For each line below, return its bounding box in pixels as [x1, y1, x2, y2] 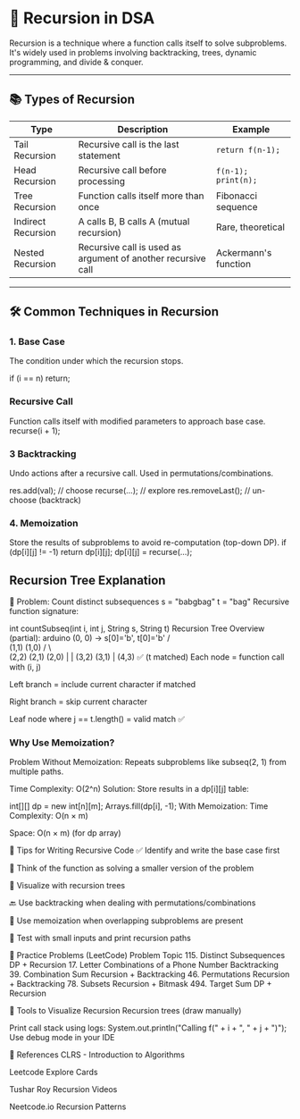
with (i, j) [9, 661, 42, 673]
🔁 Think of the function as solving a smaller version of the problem [9, 862, 254, 874]
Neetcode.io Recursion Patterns [9, 1101, 127, 1112]
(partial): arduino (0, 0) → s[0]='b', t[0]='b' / [9, 633, 171, 644]
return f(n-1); [215, 145, 281, 155]
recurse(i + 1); [9, 425, 61, 436]
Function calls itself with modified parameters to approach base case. [9, 416, 266, 426]
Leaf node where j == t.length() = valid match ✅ [9, 714, 186, 725]
